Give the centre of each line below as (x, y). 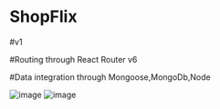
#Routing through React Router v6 (73, 59)
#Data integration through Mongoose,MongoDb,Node (110, 77)
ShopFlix (43, 17)
